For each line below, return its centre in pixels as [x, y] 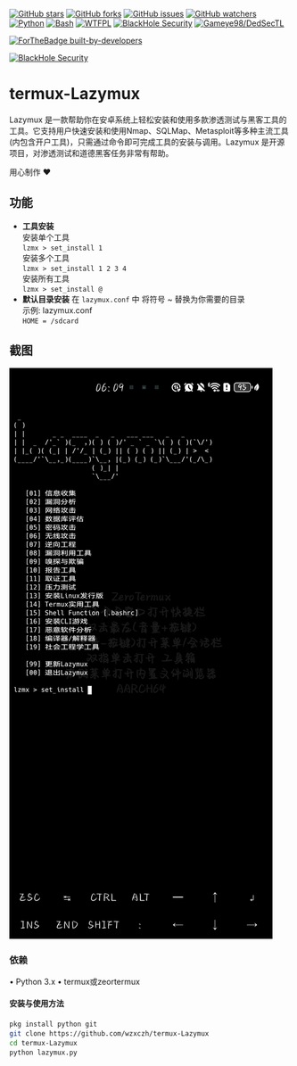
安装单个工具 [45, 237]
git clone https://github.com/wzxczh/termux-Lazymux [109, 1033]
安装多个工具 [45, 258]
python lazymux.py [43, 1053]
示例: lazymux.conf [57, 310]
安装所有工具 [45, 278]
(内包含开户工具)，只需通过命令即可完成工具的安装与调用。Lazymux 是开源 [147, 142]
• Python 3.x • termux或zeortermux [75, 981]
